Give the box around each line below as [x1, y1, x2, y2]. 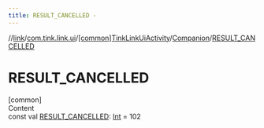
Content [8, 103, 35, 112]
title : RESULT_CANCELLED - [8, 11, 97, 20]
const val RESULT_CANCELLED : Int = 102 [8, 112, 141, 121]
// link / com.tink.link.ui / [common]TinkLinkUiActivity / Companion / [8, 33, 213, 42]
